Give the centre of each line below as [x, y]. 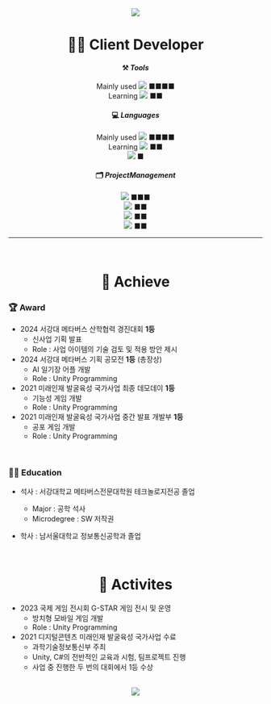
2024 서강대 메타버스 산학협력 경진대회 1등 [88, 329]
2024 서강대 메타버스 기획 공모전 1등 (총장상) [91, 359]
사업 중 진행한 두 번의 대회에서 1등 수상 [92, 667]
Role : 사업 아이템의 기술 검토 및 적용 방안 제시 [104, 350]
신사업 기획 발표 [57, 339]
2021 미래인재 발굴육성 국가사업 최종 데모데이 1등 [97, 388]
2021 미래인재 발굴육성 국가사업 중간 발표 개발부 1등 [102, 417]
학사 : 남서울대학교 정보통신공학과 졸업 [80, 535]
